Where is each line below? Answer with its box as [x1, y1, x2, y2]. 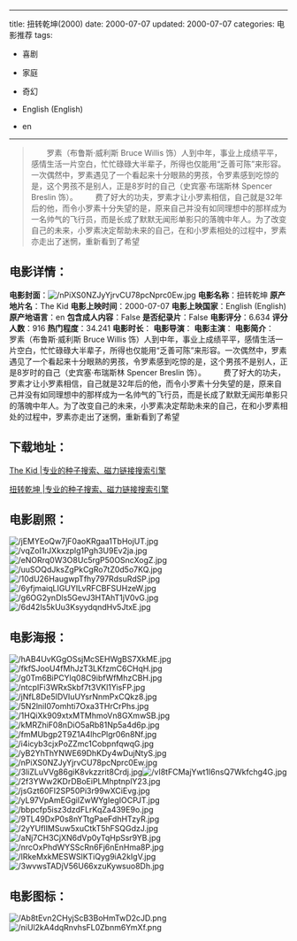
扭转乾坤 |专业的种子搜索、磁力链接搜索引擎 [9, 483, 170, 494]
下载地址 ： [9, 440, 68, 455]
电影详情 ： [9, 265, 68, 280]
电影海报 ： [9, 629, 68, 644]
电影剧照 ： [9, 513, 68, 528]
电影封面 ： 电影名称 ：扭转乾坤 [9, 289, 268, 300]
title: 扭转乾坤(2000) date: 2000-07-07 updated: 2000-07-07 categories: [9, 19, 276, 29]
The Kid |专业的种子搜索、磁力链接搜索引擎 [9, 465, 166, 475]
